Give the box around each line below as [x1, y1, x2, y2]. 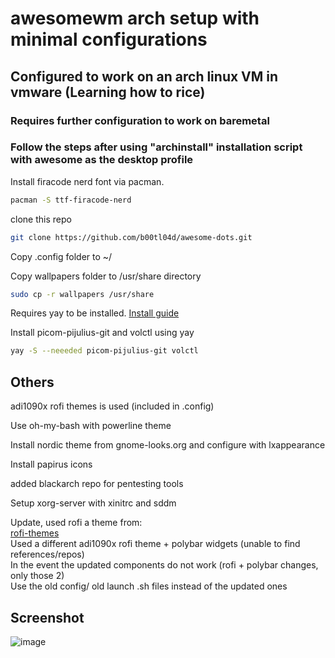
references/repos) [10, 548, 85, 561]
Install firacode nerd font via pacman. [10, 175, 165, 187]
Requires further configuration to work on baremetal [10, 113, 270, 127]
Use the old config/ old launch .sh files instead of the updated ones [10, 580, 288, 592]
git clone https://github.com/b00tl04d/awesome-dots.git [10, 232, 253, 242]
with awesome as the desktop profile [10, 153, 194, 167]
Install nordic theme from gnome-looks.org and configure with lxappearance [10, 439, 326, 451]
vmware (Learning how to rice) [10, 83, 206, 101]
